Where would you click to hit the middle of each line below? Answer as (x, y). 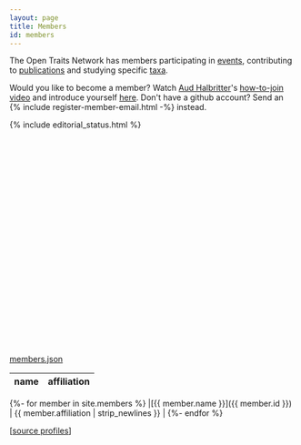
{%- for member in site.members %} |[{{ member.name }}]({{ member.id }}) (151, 404)
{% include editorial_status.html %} (75, 125)
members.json (36, 359)
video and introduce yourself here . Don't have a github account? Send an (146, 97)
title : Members (38, 26)
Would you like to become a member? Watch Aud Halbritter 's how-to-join (147, 88)
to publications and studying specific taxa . (89, 70)
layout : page (34, 18)
